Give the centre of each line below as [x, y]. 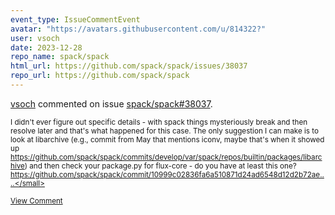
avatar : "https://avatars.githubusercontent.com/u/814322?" [138, 29]
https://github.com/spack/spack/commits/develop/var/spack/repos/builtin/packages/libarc [166, 157]
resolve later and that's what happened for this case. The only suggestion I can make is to [164, 131]
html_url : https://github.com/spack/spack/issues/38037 [129, 66]
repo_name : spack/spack [60, 57]
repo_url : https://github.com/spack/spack [100, 76]
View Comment [36, 201]
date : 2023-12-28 [46, 47]
